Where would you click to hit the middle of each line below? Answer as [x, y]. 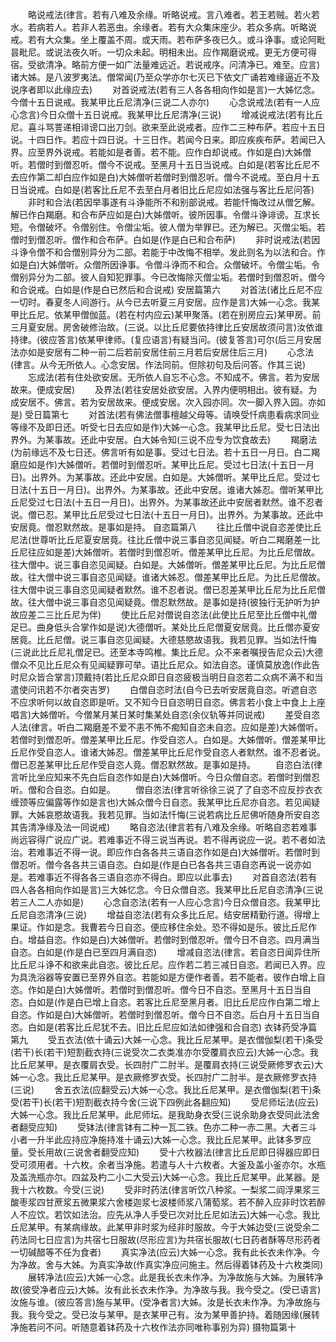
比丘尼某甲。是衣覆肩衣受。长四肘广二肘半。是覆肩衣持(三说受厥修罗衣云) [162, 1064]
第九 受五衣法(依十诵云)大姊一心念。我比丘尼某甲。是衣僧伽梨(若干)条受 [167, 1039]
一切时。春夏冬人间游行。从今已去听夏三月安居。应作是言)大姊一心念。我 [161, 302]
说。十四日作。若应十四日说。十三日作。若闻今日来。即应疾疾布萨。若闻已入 [168, 139]
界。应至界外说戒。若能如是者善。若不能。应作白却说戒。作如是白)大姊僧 [161, 152]
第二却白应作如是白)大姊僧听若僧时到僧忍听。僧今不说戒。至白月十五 [178, 177]
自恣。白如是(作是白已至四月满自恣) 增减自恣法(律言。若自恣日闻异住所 [165, 952]
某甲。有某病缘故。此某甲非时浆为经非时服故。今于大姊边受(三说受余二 [174, 1227]
